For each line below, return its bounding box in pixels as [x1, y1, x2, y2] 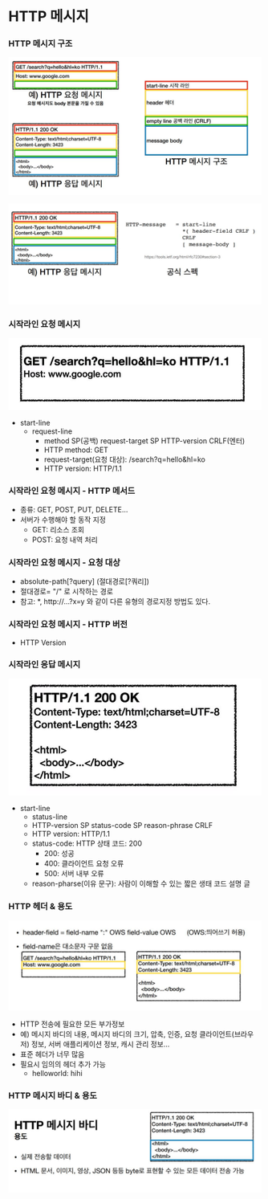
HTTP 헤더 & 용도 [8, 901, 73, 912]
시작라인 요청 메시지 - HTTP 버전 [8, 619, 128, 630]
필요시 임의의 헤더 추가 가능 [19, 1059, 107, 1069]
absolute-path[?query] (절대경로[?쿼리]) [19, 577, 150, 586]
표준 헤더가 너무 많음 [19, 1049, 85, 1058]
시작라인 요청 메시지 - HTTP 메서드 [8, 485, 136, 496]
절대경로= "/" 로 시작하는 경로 [19, 587, 114, 597]
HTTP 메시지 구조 [8, 38, 73, 49]
